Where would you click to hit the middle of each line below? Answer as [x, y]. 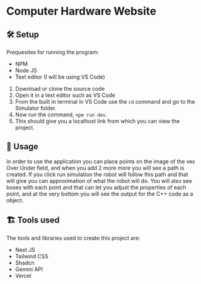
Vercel [23, 275]
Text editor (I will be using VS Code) [60, 77]
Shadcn [25, 263]
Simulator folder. [36, 108]
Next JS [25, 250]
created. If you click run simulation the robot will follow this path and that [97, 174]
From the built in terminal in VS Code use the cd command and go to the [105, 101]
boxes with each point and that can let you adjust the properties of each [96, 187]
